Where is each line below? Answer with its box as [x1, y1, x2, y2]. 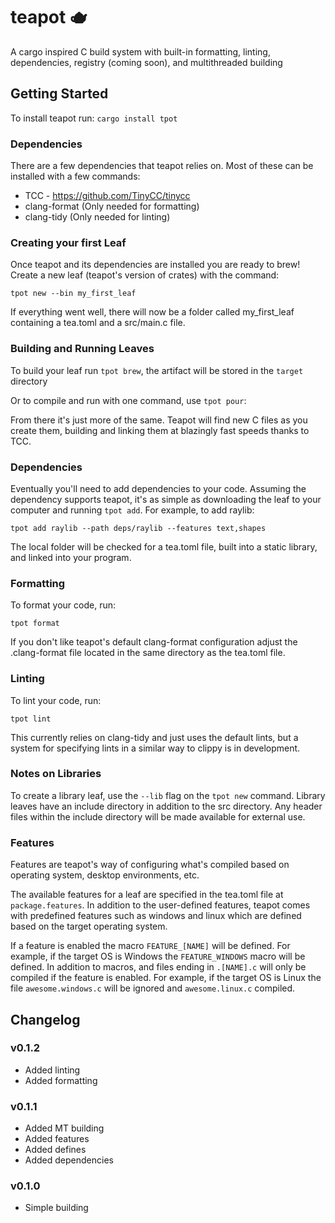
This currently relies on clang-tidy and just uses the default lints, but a [10, 731, 299, 743]
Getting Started [10, 85, 109, 103]
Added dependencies [24, 1154, 114, 1166]
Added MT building [24, 1122, 105, 1134]
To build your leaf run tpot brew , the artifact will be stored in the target [10, 364, 304, 376]
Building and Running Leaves [10, 342, 155, 356]
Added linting [24, 1064, 81, 1076]
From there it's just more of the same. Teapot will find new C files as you [10, 414, 308, 426]
